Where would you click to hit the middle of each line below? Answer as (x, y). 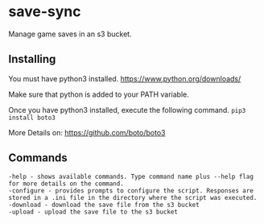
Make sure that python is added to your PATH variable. (99, 94)
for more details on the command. (66, 184)
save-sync (45, 12)
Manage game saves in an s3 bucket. (70, 34)
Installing (32, 59)
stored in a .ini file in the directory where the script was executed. (133, 197)
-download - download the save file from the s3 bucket (104, 205)
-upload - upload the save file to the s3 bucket (93, 212)
